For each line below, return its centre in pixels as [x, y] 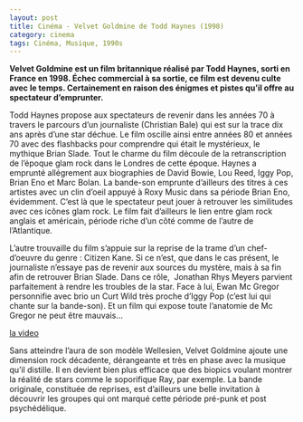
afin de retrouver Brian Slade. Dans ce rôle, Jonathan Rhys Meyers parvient [151, 277]
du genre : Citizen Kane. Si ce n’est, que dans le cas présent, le [161, 258]
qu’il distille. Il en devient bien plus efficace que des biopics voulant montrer [151, 370]
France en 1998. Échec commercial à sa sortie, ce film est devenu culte [146, 79]
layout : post [34, 18]
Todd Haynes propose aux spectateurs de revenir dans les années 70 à [142, 115]
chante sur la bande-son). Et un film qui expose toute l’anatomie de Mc [141, 306]
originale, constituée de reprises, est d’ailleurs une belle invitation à [135, 389]
